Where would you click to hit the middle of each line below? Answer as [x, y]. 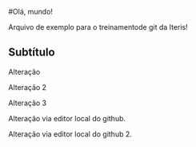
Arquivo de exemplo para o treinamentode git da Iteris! [98, 27]
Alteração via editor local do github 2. [70, 134]
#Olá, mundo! [31, 12]
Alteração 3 [27, 103]
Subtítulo [32, 53]
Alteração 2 [27, 87]
